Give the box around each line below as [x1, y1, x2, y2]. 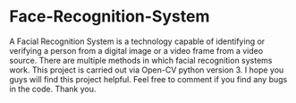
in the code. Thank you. [9, 83, 97, 94]
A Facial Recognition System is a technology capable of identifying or [9, 36, 266, 47]
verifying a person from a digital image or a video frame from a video [9, 45, 264, 56]
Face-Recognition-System [9, 6, 210, 27]
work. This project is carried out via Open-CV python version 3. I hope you [9, 64, 284, 75]
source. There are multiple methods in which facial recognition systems [9, 55, 273, 65]
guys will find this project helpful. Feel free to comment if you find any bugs [9, 73, 288, 84]
